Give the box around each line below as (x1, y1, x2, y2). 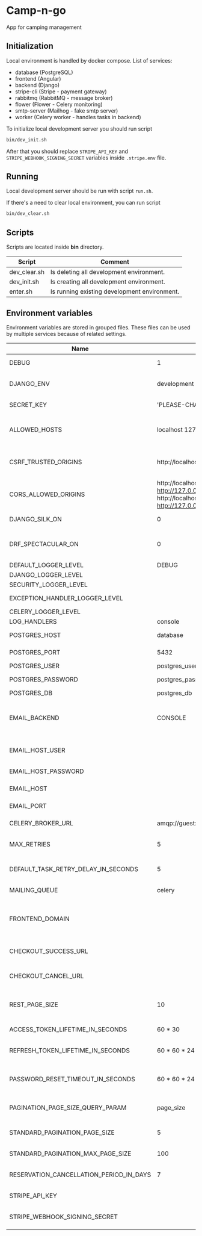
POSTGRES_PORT (9, 648, 61, 656)
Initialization (6, 41, 54, 51)
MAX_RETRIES (9, 840, 50, 848)
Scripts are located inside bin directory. (6, 243, 104, 250)
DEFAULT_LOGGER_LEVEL (9, 561, 84, 569)
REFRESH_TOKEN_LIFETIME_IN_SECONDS (9, 1046, 130, 1054)
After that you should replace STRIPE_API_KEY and (6, 148, 128, 155)
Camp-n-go (6, 4, 66, 17)
